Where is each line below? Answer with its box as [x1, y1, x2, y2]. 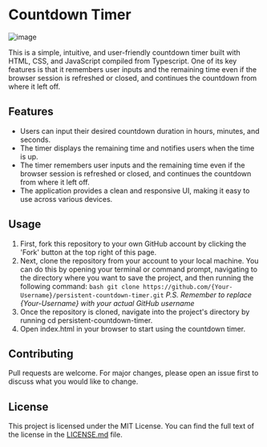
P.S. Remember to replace [165, 290, 253, 300]
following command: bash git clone [19, 281, 140, 291]
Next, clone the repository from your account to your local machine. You [19, 256, 259, 265]
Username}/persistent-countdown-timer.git [19, 291, 164, 300]
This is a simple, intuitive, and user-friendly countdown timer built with [8, 47, 241, 57]
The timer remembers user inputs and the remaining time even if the [19, 160, 245, 170]
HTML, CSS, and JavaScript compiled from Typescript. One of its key [8, 56, 237, 66]
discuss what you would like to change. [8, 377, 139, 386]
